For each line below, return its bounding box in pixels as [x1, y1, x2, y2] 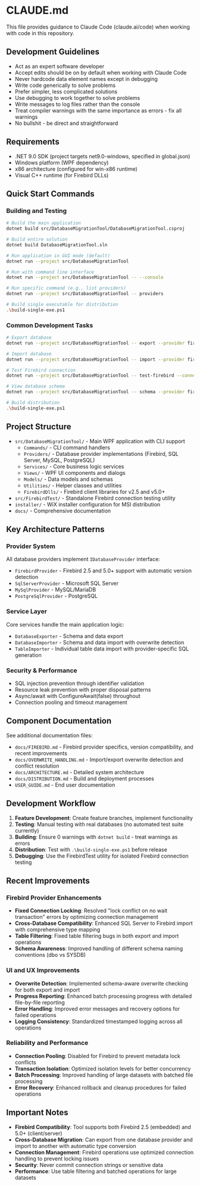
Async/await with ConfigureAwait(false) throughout [14, 692, 141, 699]
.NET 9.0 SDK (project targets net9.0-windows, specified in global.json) [14, 152, 190, 159]
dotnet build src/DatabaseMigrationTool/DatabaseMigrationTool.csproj [6, 226, 185, 232]
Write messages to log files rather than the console [14, 101, 140, 108]
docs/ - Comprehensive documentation [14, 507, 111, 514]
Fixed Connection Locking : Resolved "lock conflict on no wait [14, 907, 168, 914]
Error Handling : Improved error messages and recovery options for [14, 1005, 180, 1012]
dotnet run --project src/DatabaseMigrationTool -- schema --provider [6, 389, 185, 395]
